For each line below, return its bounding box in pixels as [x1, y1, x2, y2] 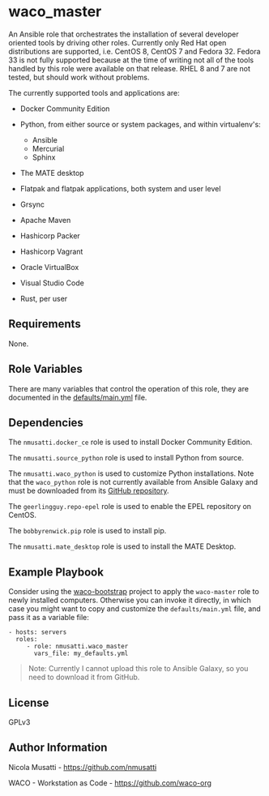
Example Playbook [8, 565, 104, 579]
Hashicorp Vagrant [19, 246, 83, 256]
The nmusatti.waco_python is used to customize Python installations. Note [8, 469, 254, 478]
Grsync [19, 199, 45, 209]
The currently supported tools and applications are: [8, 88, 180, 97]
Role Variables [8, 362, 83, 376]
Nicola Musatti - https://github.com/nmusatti [8, 762, 157, 772]
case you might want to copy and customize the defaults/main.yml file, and [8, 604, 261, 614]
